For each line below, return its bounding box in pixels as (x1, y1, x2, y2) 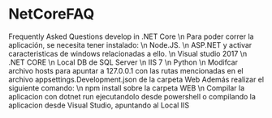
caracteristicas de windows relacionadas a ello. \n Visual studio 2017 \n (8, 48, 248, 58)
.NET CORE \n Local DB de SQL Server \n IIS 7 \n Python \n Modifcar (8, 57, 238, 67)
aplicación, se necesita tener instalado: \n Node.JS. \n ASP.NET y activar (8, 40, 253, 49)
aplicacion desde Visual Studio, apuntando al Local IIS (8, 100, 190, 110)
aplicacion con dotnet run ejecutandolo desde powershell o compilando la (8, 91, 256, 101)
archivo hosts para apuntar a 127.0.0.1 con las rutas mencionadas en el (8, 65, 244, 75)
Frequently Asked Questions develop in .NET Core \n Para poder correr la (8, 32, 254, 41)
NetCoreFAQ (8, 5, 95, 23)
